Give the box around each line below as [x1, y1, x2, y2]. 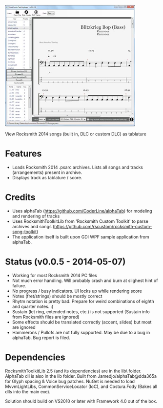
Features [5, 148, 42, 159]
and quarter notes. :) [12, 303, 54, 309]
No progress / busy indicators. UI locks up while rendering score [12, 288, 143, 294]
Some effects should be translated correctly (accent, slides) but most [12, 319, 152, 325]
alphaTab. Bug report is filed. [12, 335, 70, 341]
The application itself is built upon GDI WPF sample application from [12, 234, 149, 239]
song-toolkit [12, 229, 37, 235]
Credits [5, 192, 36, 203]
